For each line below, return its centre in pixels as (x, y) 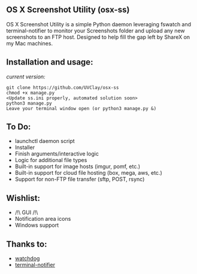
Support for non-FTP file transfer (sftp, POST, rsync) (80, 179)
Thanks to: (27, 244)
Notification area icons (43, 219)
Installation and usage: (50, 62)
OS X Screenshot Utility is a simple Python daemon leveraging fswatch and (99, 24)
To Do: (19, 127)
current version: (26, 77)
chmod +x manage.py (31, 93)
